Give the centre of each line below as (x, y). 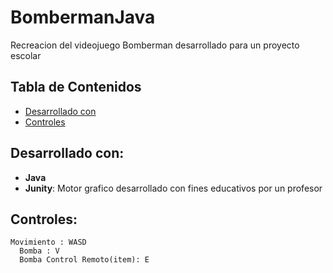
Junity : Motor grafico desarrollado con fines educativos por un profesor (173, 188)
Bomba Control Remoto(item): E (84, 260)
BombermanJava (83, 17)
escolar (26, 55)
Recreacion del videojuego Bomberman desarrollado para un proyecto (155, 45)
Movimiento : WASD (48, 242)
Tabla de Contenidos (76, 87)
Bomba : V (39, 251)
